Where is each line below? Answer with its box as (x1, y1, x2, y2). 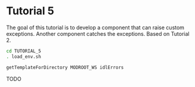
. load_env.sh (6, 54, 42, 60)
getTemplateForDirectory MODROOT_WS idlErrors (6, 64, 124, 70)
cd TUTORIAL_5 (6, 48, 42, 54)
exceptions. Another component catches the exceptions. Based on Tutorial (6, 30, 190, 37)
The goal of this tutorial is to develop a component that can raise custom (6, 24, 185, 31)
